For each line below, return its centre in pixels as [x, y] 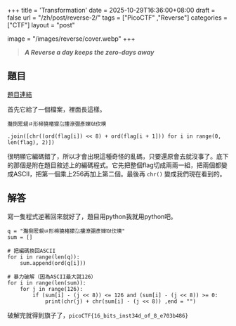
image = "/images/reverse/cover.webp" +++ [71, 39]
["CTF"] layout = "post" [41, 25]
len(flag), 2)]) [31, 142]
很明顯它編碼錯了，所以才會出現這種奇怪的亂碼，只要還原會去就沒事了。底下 [118, 156]
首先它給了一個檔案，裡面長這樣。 [57, 109]
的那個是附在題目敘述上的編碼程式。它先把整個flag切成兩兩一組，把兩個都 [114, 165]
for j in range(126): [51, 289]
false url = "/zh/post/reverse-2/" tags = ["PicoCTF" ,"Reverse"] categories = [118, 18]
